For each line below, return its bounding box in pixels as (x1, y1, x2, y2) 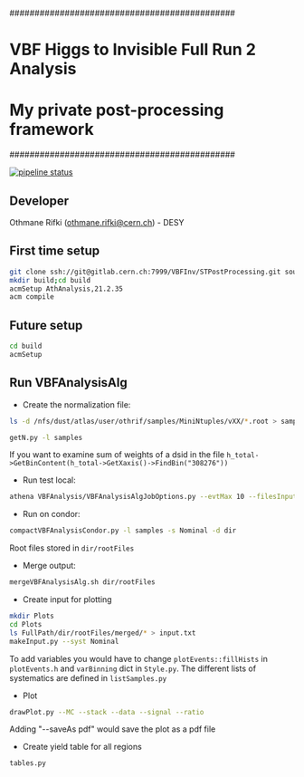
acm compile (9, 293, 54, 302)
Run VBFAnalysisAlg (9, 375, 128, 390)
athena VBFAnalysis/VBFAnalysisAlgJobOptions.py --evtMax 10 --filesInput (9, 493, 298, 502)
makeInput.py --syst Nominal (9, 637, 119, 646)
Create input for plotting (22, 594, 112, 605)
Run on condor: (22, 509, 81, 520)
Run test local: (22, 475, 77, 485)
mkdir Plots (9, 611, 54, 620)
